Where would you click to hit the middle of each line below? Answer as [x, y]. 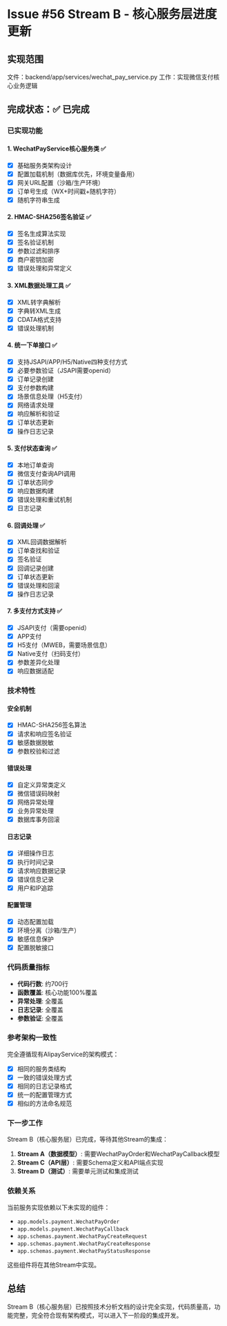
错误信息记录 [35, 879]
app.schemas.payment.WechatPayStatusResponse [83, 1251]
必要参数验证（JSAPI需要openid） [66, 371]
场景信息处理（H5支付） [51, 396]
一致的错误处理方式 [45, 1077]
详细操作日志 [35, 853]
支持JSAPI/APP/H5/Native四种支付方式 [72, 362]
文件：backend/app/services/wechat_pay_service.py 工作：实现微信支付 [110, 77]
